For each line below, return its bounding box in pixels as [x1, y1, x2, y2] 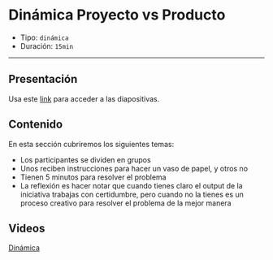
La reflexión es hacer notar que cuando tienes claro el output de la [19, 180, 243, 190]
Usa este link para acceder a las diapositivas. [8, 93, 160, 103]
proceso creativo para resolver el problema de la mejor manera [19, 197, 232, 208]
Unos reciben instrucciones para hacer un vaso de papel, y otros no [19, 163, 249, 173]
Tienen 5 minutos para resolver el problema [19, 172, 167, 182]
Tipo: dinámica [19, 32, 69, 42]
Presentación [8, 72, 78, 86]
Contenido [8, 118, 63, 132]
